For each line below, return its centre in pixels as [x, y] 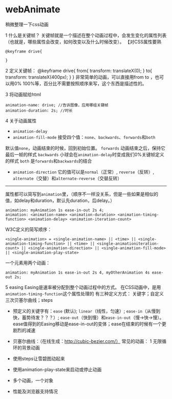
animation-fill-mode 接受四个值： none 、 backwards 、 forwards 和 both [84, 137]
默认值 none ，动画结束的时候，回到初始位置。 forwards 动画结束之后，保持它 [85, 148]
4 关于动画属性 [21, 121]
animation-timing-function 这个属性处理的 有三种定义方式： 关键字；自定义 [84, 294]
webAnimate [33, 10]
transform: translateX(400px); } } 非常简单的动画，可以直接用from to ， [80, 77]
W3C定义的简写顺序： [29, 229]
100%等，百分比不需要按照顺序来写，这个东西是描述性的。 [85, 83]
